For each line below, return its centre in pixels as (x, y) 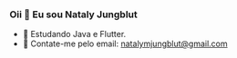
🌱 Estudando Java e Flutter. (74, 34)
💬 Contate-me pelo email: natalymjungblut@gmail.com (125, 43)
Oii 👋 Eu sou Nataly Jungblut (74, 14)
